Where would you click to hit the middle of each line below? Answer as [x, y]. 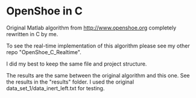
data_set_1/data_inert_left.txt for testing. [55, 88]
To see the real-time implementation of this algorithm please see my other [98, 46]
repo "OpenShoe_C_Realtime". [44, 52]
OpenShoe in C [44, 11]
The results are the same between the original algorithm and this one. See [98, 75]
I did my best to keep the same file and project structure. [77, 64]
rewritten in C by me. [32, 34]
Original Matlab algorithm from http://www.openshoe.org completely [91, 28]
